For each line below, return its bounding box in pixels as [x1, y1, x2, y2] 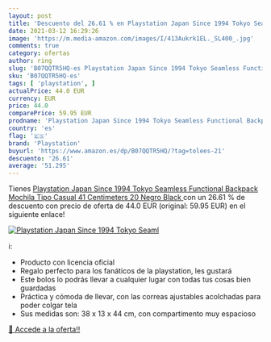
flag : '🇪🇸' [8, 131, 48, 140]
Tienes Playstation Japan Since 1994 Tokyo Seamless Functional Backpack [8, 184, 258, 194]
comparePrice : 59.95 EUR [8, 110, 92, 118]
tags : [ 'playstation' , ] [8, 79, 95, 87]
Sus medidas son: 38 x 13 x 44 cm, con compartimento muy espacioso [19, 309, 256, 319]
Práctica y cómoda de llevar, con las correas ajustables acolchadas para [19, 292, 261, 302]
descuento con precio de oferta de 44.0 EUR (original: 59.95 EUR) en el [8, 201, 246, 211]
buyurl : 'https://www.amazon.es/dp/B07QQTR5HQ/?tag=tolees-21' [8, 147, 226, 155]
